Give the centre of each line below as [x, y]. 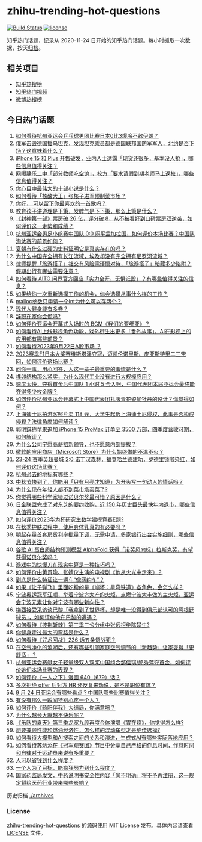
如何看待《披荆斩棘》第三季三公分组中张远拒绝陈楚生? [82, 625]
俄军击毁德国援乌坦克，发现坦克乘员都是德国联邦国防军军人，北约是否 [102, 143]
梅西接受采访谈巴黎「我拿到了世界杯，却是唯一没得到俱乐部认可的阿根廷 [105, 610]
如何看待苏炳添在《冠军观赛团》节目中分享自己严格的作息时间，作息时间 [105, 745]
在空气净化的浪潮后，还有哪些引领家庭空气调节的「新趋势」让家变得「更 [105, 647]
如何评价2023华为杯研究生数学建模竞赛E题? [70, 519]
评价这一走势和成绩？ [47, 226]
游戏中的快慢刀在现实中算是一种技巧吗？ [65, 565]
